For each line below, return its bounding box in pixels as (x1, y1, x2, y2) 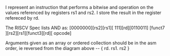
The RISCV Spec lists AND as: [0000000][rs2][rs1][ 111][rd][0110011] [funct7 (5, 25, 165, 31)
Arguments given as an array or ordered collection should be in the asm (5, 40, 157, 46)
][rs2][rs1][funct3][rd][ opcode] (5, 30, 72, 36)
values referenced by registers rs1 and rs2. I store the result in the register (5, 10, 162, 16)
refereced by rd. (5, 15, 39, 21)
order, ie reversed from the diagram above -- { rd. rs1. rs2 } (5, 45, 130, 51)
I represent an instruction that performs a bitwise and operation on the (5, 5, 154, 10)
